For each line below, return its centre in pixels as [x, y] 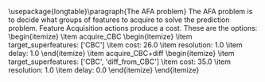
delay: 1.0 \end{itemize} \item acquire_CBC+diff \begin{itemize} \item [121, 53]
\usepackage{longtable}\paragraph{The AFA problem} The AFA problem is [131, 11]
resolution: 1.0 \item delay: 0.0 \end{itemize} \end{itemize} [104, 70]
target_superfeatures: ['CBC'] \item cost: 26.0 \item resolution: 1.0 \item [125, 45]
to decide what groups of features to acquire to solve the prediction [119, 20]
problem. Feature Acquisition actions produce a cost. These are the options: [133, 28]
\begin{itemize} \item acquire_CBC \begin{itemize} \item [100, 36]
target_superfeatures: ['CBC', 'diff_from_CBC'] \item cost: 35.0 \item [120, 61]
